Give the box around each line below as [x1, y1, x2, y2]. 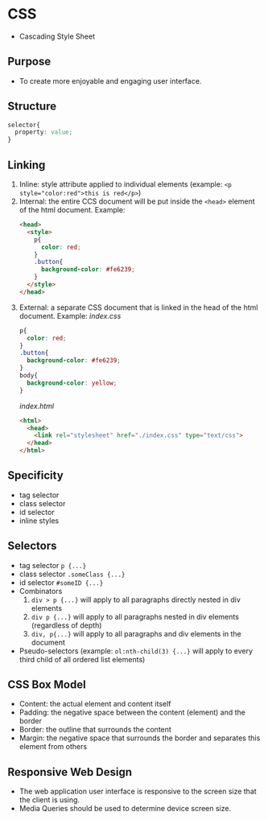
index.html [19, 401, 54, 410]
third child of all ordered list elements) [19, 654, 146, 664]
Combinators [19, 586, 63, 595]
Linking [7, 158, 46, 171]
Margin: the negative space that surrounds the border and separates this [19, 733, 261, 743]
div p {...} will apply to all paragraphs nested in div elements [31, 612, 239, 621]
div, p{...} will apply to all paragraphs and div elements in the [31, 628, 242, 638]
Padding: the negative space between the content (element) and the [19, 707, 246, 717]
